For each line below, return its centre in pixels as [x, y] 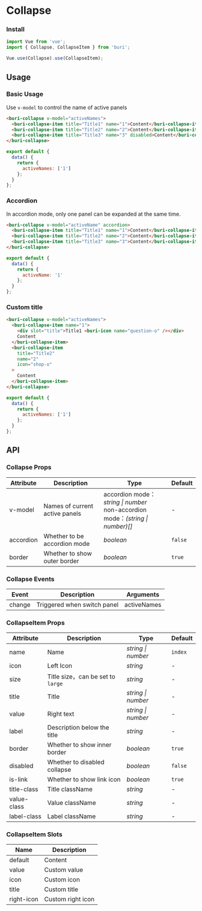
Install [16, 30]
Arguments [142, 594]
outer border [61, 561]
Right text [61, 714]
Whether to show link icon [84, 780]
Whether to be [64, 536]
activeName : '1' [42, 275]
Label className [72, 816]
